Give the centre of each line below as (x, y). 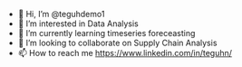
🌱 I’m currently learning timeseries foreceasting (106, 33)
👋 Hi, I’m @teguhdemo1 (61, 14)
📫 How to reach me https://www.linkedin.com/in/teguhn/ (125, 53)
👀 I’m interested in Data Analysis (78, 24)
